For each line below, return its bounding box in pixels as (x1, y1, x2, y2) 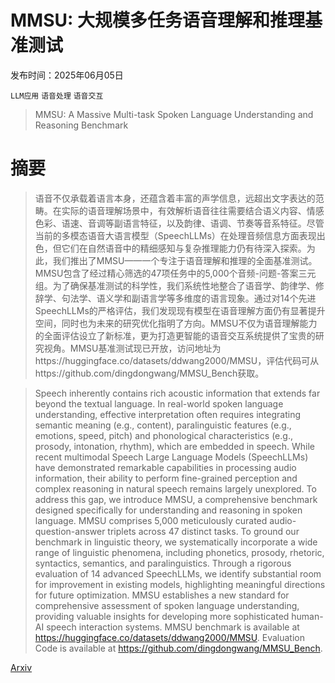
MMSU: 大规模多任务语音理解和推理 (10, 9, 305, 32)
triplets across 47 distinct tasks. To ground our (107, 525, 300, 537)
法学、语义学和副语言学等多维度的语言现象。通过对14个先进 (69, 292, 317, 304)
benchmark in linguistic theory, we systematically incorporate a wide (34, 536, 318, 548)
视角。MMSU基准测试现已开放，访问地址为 (43, 342, 222, 354)
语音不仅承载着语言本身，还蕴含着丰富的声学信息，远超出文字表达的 (34, 192, 316, 204)
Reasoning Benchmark (34, 119, 129, 131)
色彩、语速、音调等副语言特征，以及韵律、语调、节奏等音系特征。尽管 (34, 217, 325, 229)
